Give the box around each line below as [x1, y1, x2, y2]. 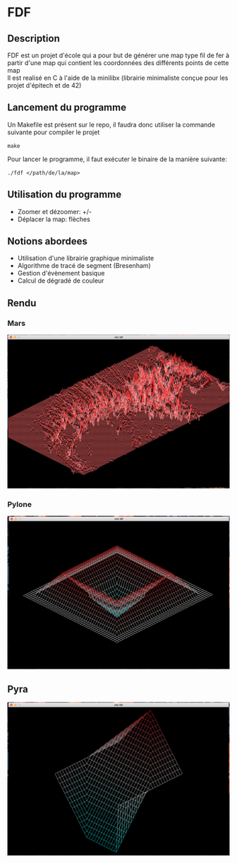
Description [7, 33, 60, 45]
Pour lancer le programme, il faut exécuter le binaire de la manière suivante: [7, 155, 227, 163]
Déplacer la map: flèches [17, 215, 90, 223]
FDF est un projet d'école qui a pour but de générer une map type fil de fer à [7, 51, 230, 59]
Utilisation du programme [7, 189, 122, 201]
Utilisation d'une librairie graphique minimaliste [17, 254, 154, 262]
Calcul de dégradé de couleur [17, 276, 104, 285]
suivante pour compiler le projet [7, 128, 100, 136]
